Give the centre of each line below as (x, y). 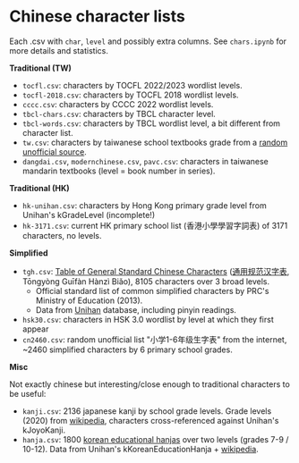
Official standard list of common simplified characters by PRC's (152, 290)
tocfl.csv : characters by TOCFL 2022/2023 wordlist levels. (132, 85)
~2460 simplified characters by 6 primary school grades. (127, 349)
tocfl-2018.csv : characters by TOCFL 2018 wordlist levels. (130, 95)
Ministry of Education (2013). (89, 300)
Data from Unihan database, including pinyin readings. (136, 309)
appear (35, 329)
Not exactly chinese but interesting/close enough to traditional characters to (150, 384)
